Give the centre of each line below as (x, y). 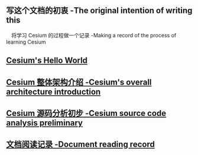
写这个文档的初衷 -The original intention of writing (99, 11)
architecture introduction (53, 91)
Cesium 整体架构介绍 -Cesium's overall (79, 82)
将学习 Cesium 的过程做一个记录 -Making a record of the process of (94, 35)
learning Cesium (26, 42)
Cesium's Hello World (47, 61)
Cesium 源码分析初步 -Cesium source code (86, 113)
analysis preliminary (45, 123)
